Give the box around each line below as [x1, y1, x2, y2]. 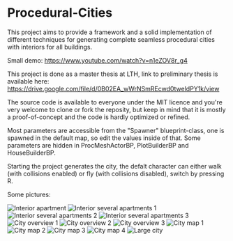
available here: [7, 77, 50, 85]
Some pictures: [7, 190, 51, 199]
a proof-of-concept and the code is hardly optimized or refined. [7, 113, 190, 121]
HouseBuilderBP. [7, 148, 56, 157]
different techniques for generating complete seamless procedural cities [7, 35, 215, 43]
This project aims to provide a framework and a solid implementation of [7, 28, 213, 36]
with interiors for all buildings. [7, 42, 93, 51]
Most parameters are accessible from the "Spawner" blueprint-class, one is [7, 126, 225, 134]
